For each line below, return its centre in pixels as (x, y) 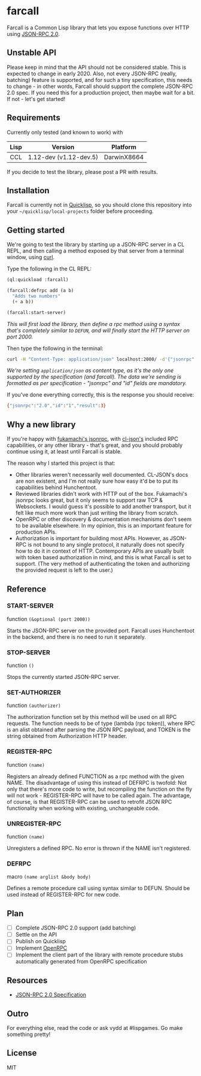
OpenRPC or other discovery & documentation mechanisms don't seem (103, 519)
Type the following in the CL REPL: (49, 269)
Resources (27, 980)
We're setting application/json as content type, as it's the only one (90, 371)
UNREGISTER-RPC (34, 824)
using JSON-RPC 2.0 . (33, 33)
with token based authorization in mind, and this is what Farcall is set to (103, 557)
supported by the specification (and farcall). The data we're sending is (94, 377)
